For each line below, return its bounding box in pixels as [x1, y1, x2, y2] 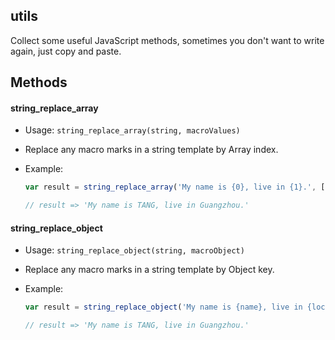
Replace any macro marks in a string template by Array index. [24, 144, 279, 156]
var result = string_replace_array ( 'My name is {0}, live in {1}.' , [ [24, 182, 326, 193]
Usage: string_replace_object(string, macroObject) [24, 244, 245, 256]
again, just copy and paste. [10, 45, 122, 57]
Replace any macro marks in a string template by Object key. [24, 264, 275, 276]
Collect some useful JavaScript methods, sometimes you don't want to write [10, 34, 325, 46]
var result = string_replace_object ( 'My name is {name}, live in [24, 302, 303, 313]
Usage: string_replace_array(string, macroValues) [24, 124, 241, 136]
